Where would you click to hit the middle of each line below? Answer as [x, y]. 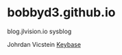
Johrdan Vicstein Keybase [44, 44]
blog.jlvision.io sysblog [39, 31]
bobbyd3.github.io [61, 13]
